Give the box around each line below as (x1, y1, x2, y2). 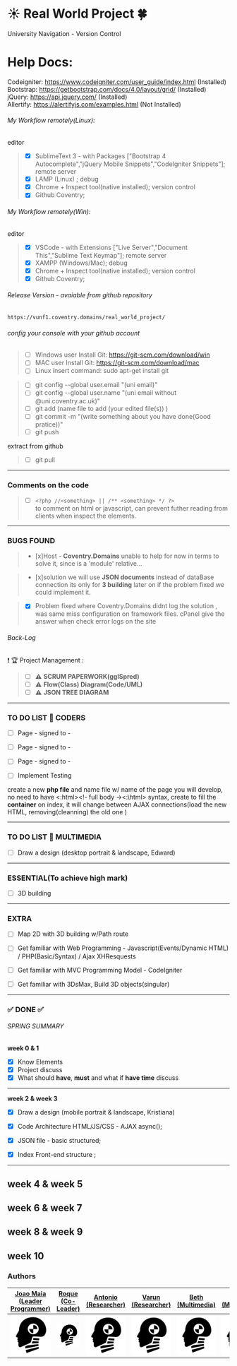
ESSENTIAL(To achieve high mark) (7, 873, 128, 883)
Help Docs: (7, 54, 73, 71)
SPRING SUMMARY (7, 1022, 65, 1031)
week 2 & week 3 (7, 1094, 58, 1103)
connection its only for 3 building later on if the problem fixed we (35, 581, 224, 589)
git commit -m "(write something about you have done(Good (35, 412, 211, 420)
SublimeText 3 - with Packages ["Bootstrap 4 (35, 152, 166, 160)
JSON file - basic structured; (17, 1136, 102, 1145)
